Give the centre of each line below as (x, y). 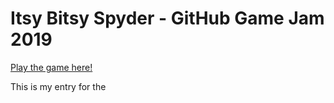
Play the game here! (51, 67)
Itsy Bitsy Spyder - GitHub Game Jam (167, 18)
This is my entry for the (58, 86)
